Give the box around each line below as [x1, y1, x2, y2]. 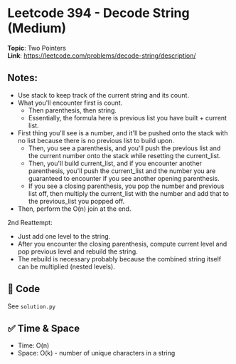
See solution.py [7, 301, 55, 311]
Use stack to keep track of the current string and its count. [17, 90, 190, 99]
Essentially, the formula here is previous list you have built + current [28, 113, 227, 122]
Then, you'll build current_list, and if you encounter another [28, 159, 203, 167]
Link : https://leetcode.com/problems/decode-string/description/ [7, 51, 197, 60]
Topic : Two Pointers [7, 43, 66, 52]
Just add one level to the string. [17, 232, 111, 240]
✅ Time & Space [7, 322, 80, 334]
